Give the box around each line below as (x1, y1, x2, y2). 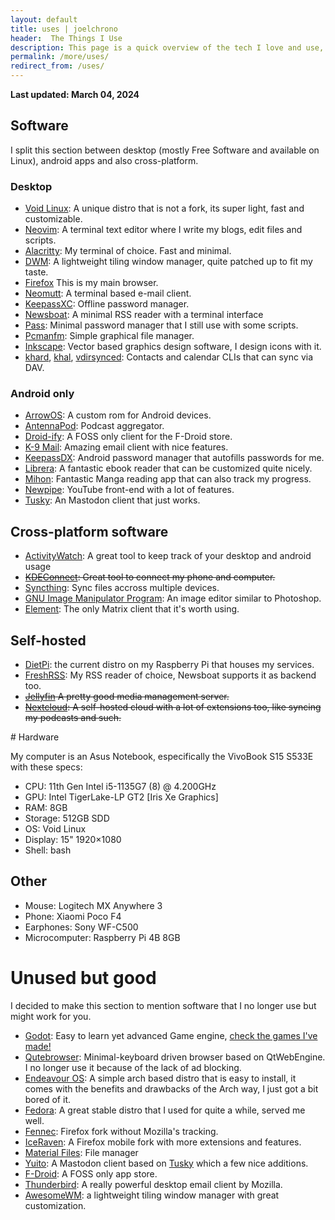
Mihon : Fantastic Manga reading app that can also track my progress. (24, 473, 312, 485)
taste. (24, 266, 49, 278)
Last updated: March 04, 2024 (10, 89, 140, 100)
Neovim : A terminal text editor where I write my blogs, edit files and (24, 224, 303, 236)
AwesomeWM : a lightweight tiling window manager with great (24, 1189, 280, 1201)
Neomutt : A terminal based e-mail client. (24, 287, 192, 300)
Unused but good (10, 967, 157, 990)
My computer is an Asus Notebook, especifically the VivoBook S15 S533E (10, 751, 314, 763)
